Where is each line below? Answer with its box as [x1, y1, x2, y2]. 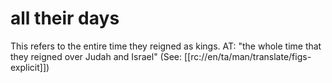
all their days [10, 7, 120, 30]
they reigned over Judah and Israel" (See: [10, 50, 183, 62]
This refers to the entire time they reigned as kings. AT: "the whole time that [10, 40, 322, 52]
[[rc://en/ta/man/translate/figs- [183, 50, 312, 62]
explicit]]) [10, 61, 50, 73]
